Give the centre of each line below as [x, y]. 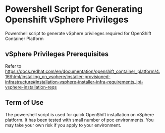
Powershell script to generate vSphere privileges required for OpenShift [78, 33]
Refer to [13, 66]
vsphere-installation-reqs [31, 87]
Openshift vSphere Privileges [67, 20]
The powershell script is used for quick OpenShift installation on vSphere [80, 114]
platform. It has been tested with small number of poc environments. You [79, 120]
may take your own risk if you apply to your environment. [63, 125]
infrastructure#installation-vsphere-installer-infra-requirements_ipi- [74, 82]
